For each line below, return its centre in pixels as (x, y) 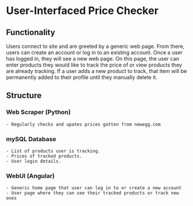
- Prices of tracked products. (44, 156)
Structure (24, 95)
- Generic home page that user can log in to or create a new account (94, 188)
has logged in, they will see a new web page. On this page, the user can (93, 59)
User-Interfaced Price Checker (82, 11)
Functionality (31, 32)
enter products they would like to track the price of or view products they (94, 65)
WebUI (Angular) (30, 176)
